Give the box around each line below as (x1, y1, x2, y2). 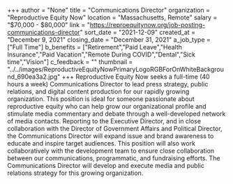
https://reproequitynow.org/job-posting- (89, 21, 206, 29)
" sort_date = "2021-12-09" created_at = (80, 28, 196, 36)
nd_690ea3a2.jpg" (7, 72, 61, 81)
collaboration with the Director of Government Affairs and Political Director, (7, 125, 223, 132)
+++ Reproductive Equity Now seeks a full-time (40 (61, 72, 211, 81)
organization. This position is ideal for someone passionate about (7, 95, 195, 103)
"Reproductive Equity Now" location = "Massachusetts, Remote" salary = (7, 13, 218, 22)
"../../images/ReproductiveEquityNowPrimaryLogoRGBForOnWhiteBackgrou (7, 66, 225, 73)
